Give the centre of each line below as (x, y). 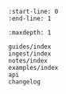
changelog (25, 82)
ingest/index (30, 54)
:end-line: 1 (30, 18)
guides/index (30, 47)
